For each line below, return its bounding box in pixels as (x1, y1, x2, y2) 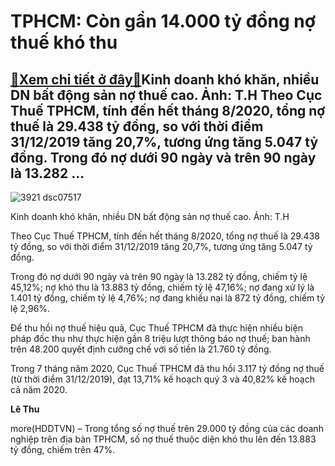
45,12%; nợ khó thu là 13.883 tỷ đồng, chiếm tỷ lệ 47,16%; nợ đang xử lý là (10, 281, 315, 293)
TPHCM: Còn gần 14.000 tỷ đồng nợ (10, 10, 316, 33)
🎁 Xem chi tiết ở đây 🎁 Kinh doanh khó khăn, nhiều (10, 71, 320, 88)
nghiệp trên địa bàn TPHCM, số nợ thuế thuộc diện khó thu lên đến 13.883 (10, 433, 317, 445)
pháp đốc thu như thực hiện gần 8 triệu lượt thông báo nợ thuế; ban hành (10, 333, 311, 344)
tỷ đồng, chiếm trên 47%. (10, 444, 116, 455)
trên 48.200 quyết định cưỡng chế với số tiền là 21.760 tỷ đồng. (10, 343, 272, 355)
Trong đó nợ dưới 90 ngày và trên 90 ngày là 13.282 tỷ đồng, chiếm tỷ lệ (10, 271, 308, 282)
